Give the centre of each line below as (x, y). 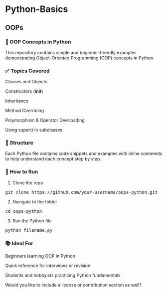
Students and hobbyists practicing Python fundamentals (63, 276)
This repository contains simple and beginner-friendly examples (71, 52)
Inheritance (17, 101)
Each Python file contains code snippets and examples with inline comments (84, 153)
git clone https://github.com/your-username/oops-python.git (82, 192)
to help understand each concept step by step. (53, 159)
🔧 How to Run (22, 172)
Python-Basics (37, 9)
